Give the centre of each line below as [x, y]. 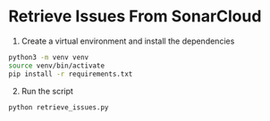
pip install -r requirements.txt [71, 74]
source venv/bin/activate [56, 65]
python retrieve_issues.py [59, 107]
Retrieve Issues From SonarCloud [135, 16]
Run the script [47, 91]
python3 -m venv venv [49, 57]
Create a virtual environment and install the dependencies [128, 41]
